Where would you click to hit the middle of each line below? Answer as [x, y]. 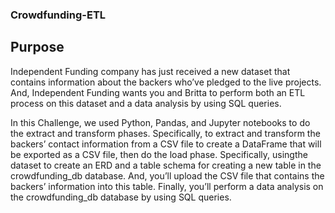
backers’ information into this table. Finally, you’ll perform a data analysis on [167, 186]
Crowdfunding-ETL [58, 15]
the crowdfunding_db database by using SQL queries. [121, 197]
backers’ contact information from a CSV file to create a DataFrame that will [166, 144]
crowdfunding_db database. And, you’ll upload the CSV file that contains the [167, 175]
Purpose [37, 47]
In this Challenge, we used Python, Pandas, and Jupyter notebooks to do [160, 122]
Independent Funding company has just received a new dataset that [150, 71]
